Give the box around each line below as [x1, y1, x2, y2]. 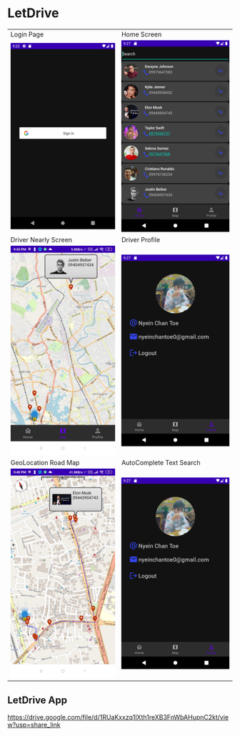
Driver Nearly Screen [10, 235, 73, 244]
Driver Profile [121, 235, 161, 244]
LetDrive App [7, 694, 68, 706]
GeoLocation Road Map [10, 458, 80, 467]
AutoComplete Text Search [121, 458, 201, 467]
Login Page [10, 30, 44, 39]
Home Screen [121, 30, 162, 39]
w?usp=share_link [7, 720, 61, 730]
